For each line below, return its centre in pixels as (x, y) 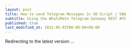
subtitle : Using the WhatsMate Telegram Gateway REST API (65, 18)
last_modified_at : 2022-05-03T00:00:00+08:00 (52, 28)
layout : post (18, 9)
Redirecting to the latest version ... (40, 41)
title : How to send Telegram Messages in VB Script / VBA (65, 14)
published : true (22, 23)
